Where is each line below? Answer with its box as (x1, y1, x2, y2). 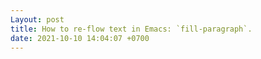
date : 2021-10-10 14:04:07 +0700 (10, 33, 150, 43)
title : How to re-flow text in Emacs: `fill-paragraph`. (10, 24, 253, 34)
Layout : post (10, 14, 65, 25)
